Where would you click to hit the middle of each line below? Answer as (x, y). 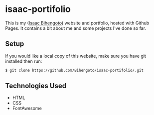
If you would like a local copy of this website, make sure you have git (76, 56)
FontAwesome (27, 109)
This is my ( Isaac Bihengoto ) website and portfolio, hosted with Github (77, 23)
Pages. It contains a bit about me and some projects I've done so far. (76, 28)
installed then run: (24, 61)
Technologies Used (36, 86)
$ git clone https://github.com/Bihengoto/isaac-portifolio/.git (74, 70)
